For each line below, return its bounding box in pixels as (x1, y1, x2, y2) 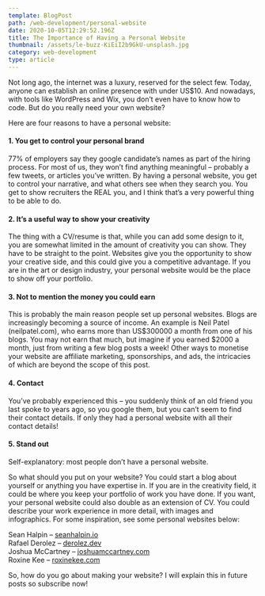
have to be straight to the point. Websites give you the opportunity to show (8, 249, 252, 258)
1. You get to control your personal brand (8, 136, 145, 146)
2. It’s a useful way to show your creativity (8, 214, 150, 223)
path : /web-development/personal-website (8, 19, 147, 27)
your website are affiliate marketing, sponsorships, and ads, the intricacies (8, 352, 251, 361)
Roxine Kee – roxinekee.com (8, 555, 100, 564)
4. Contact (8, 378, 44, 388)
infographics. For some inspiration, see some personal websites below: (8, 514, 240, 524)
